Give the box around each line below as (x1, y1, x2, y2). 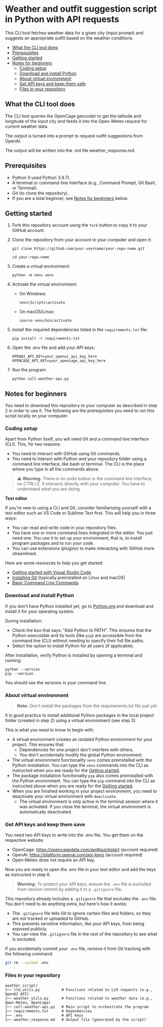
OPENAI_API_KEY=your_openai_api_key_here (12, 354, 97, 359)
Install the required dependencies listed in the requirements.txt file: (12, 327, 148, 332)
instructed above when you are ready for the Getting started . (12, 783, 134, 789)
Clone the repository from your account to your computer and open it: (12, 237, 152, 243)
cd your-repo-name (12, 255, 49, 260)
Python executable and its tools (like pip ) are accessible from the (12, 632, 142, 638)
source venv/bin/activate (19, 318, 72, 323)
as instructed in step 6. (5, 872, 51, 878)
